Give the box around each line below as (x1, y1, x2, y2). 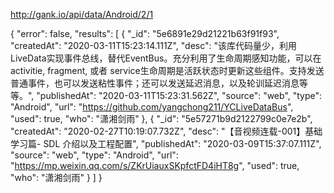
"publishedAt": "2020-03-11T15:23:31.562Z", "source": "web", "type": (36, 90, 323, 101)
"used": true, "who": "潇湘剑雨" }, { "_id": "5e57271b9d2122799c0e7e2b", (10, 113, 313, 124)
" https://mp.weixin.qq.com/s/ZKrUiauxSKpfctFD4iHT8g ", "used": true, (10, 160, 300, 171)
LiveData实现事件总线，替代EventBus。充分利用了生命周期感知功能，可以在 (10, 52, 322, 64)
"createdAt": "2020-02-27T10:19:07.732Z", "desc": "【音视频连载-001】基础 (10, 125, 323, 137)
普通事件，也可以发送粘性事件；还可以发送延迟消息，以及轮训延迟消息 (10, 77, 300, 89)
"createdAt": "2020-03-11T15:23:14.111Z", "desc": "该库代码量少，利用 (10, 40, 298, 51)
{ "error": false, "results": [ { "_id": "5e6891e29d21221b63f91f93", (10, 28, 280, 39)
